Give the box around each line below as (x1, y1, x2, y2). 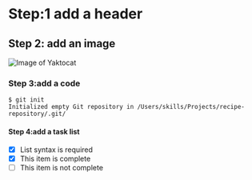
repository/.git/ (8, 110, 66, 118)
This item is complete (19, 154, 91, 163)
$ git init (8, 96, 45, 104)
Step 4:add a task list (8, 126, 80, 136)
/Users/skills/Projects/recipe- (137, 103, 246, 111)
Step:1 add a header (8, 5, 143, 23)
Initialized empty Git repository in (8, 103, 134, 111)
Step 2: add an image (8, 37, 116, 50)
